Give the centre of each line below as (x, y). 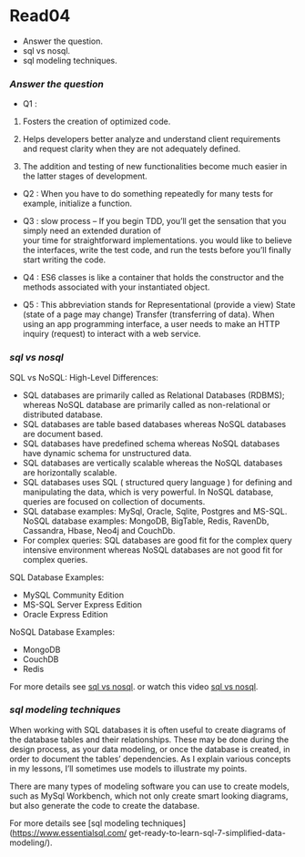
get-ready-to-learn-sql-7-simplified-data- (208, 832)
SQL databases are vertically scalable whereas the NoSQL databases (152, 463)
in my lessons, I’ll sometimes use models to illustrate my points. (128, 768)
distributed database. (62, 414)
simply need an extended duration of (91, 231)
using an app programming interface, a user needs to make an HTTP (151, 324)
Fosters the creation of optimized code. (97, 122)
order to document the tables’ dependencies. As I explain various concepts (150, 759)
